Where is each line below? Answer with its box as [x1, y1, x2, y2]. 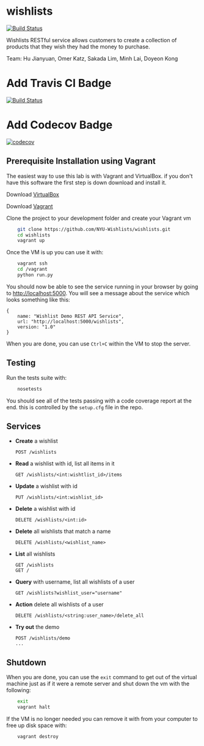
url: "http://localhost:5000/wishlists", [17, 318, 124, 325]
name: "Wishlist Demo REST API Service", [17, 313, 124, 319]
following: [6, 687, 31, 694]
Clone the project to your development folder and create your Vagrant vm [6, 214, 191, 222]
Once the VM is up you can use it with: [6, 249, 104, 256]
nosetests [17, 386, 43, 392]
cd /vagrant [17, 266, 48, 273]
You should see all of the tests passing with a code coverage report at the [6, 397, 192, 404]
